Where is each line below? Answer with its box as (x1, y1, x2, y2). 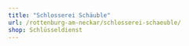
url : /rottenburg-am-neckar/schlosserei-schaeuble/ (8, 19, 181, 27)
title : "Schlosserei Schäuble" (8, 11, 111, 19)
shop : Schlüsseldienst (8, 26, 83, 34)
